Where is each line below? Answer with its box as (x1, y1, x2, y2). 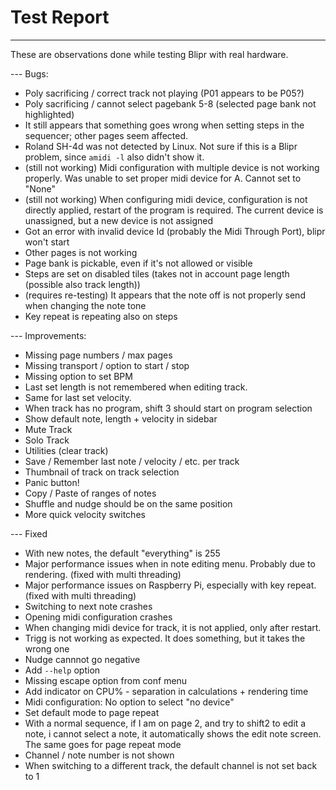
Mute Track (24, 423, 73, 435)
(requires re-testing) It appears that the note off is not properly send (24, 289, 306, 301)
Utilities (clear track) (24, 444, 109, 456)
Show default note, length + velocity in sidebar (24, 412, 218, 425)
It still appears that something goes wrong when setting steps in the (24, 119, 305, 131)
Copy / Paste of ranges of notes (24, 487, 157, 499)
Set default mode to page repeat (24, 706, 160, 718)
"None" (24, 182, 57, 195)
